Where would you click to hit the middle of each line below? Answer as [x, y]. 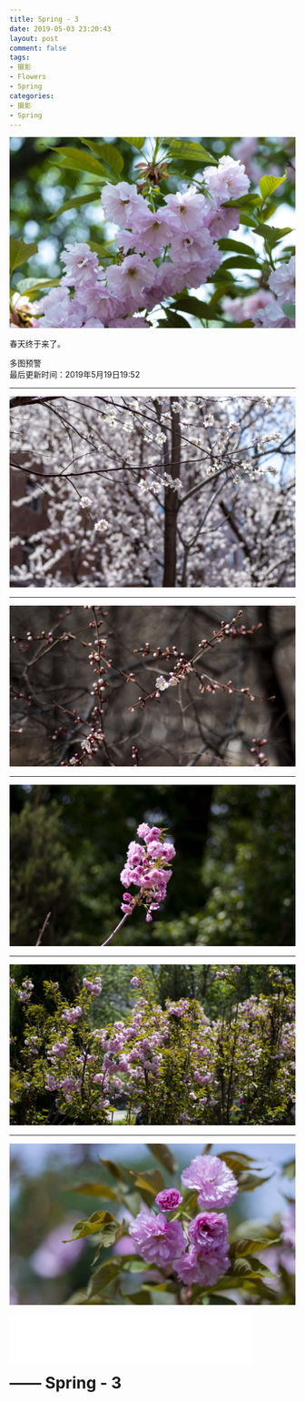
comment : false [38, 48]
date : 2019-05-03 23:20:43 [60, 29]
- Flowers [28, 77]
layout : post [34, 38]
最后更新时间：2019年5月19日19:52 [75, 375]
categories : [32, 96]
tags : [20, 58]
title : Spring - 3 [44, 19]
